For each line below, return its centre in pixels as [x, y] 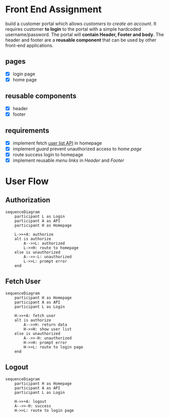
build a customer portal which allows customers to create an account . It [81, 24]
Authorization [28, 200]
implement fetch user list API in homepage [57, 143]
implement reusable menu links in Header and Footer [68, 160]
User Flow [27, 182]
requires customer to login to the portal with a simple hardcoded [73, 29]
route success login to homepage [48, 154]
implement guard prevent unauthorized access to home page [77, 149]
